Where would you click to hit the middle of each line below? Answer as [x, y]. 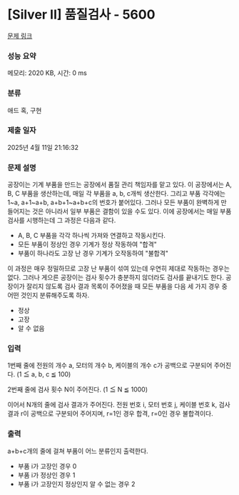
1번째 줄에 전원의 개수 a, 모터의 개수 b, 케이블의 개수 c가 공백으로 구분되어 [110, 366]
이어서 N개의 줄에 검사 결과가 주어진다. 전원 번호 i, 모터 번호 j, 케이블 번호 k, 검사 [119, 405]
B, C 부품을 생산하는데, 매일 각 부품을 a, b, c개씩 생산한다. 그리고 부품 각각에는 [117, 194]
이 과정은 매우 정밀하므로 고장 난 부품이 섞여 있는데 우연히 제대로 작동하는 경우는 [119, 269]
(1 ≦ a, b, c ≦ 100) [44, 374]
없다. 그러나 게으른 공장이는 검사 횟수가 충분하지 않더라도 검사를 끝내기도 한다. [116, 277]
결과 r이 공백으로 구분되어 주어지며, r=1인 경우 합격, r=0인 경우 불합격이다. [110, 414]
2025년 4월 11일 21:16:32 [43, 147]
